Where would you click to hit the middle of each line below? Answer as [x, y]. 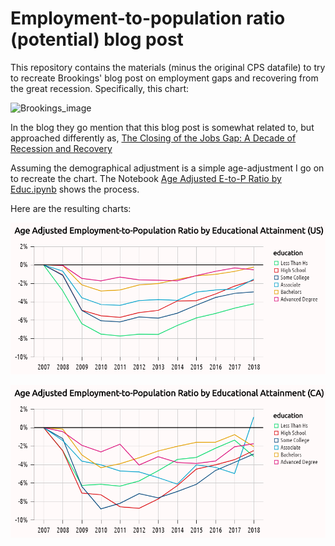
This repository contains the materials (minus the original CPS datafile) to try [168, 67]
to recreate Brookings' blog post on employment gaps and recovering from [164, 78]
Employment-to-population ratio [148, 18]
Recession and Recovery [61, 148]
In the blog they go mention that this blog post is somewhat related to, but [162, 127]
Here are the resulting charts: [71, 208]
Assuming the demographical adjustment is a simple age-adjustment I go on [167, 168]
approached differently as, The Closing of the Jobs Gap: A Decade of [153, 138]
